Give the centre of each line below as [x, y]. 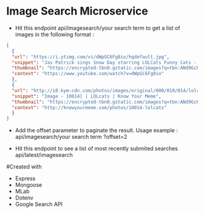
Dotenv [24, 198]
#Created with [24, 167]
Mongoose [29, 185]
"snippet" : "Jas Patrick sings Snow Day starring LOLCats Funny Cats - [104, 62]
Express [25, 179]
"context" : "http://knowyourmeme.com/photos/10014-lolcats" [89, 107]
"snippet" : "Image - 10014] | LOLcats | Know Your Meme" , [87, 96]
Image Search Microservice [77, 11]
